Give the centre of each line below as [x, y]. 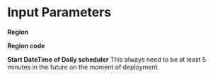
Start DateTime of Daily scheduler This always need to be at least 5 [107, 59]
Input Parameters [59, 12]
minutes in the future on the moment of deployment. [84, 67]
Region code [26, 45]
